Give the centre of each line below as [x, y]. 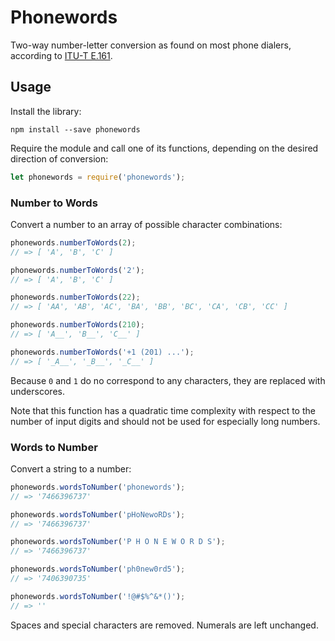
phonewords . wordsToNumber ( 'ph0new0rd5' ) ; [98, 569]
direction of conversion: [59, 158]
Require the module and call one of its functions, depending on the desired [164, 148]
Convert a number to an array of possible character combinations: [146, 224]
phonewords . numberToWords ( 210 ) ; [77, 325]
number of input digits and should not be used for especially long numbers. [165, 421]
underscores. [37, 391]
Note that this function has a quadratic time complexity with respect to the [163, 410]
